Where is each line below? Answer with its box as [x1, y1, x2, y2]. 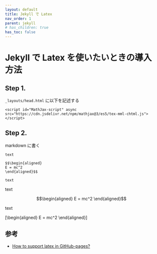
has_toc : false [5, 30, 36, 35]
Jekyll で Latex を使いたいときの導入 [5, 52, 152, 63]
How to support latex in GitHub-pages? [12, 243, 91, 249]
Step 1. [5, 84, 26, 92]
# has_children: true [5, 25, 49, 30]
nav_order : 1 [5, 16, 31, 21]
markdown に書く [5, 142, 40, 148]
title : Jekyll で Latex [5, 12, 52, 17]
